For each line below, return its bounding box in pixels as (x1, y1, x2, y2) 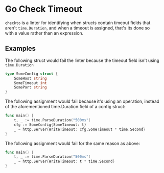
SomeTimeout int (14, 80, 47, 86)
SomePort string (14, 85, 47, 90)
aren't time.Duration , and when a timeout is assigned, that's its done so (5, 25, 150, 30)
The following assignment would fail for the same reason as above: (5, 140, 141, 146)
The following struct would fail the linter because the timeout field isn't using (5, 58, 160, 63)
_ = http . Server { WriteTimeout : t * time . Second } (14, 159, 115, 164)
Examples (5, 44, 36, 53)
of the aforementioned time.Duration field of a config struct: (5, 104, 126, 110)
